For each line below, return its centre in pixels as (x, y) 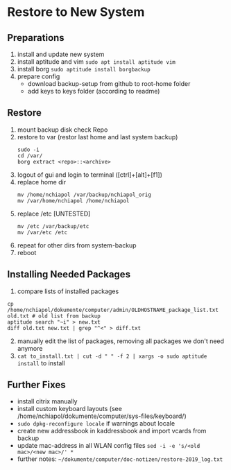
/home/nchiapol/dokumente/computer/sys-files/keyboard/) (102, 416)
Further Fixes (36, 385)
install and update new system (61, 54)
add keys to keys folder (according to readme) (94, 91)
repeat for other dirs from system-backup (77, 245)
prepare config (38, 76)
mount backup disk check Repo (62, 130)
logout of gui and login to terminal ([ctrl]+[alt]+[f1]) (90, 175)
